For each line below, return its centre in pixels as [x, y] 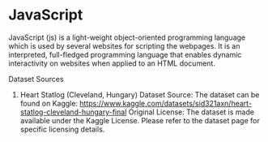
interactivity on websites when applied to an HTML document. [112, 63]
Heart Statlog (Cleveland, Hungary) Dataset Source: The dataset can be [140, 94]
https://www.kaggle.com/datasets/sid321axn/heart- [166, 103]
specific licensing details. [62, 129]
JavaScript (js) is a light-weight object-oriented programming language [127, 37]
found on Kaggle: [49, 103]
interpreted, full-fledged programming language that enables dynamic [125, 54]
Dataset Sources [36, 79]
